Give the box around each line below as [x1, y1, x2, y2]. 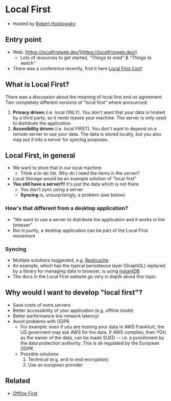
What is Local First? [5, 80, 70, 89]
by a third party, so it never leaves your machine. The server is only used [12, 114, 166, 121]
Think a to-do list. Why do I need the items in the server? [20, 170, 140, 176]
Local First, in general [5, 151, 76, 160]
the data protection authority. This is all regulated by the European [20, 340, 160, 346]
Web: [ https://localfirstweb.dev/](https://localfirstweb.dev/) [12, 49, 137, 55]
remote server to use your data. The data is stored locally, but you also [12, 131, 162, 137]
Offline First [12, 390, 38, 396]
